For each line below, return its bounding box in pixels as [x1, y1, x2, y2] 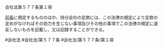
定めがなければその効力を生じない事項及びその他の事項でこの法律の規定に [5, 21, 154, 26]
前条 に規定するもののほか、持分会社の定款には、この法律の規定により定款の [5, 15, 158, 20]
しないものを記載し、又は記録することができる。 [9, 27, 107, 32]
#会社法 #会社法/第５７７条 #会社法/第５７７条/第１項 [5, 37, 114, 43]
